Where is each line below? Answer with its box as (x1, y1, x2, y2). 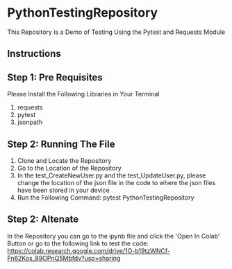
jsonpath (17, 118, 43, 126)
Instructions (7, 48, 61, 60)
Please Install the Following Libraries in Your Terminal (7, 90, 160, 98)
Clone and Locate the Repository (17, 156, 112, 164)
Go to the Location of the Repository (17, 164, 122, 172)
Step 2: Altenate (7, 214, 79, 225)
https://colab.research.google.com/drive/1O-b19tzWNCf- (7, 246, 170, 254)
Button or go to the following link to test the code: (7, 239, 149, 248)
